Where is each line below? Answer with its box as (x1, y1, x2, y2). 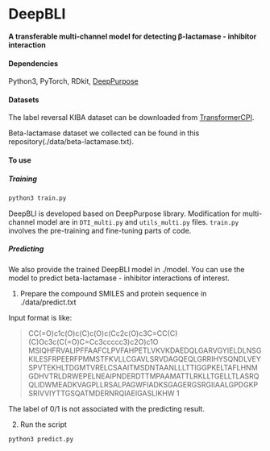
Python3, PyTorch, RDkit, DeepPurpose (8, 77, 139, 86)
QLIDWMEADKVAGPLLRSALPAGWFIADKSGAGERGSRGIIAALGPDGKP (27, 379, 259, 389)
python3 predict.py (8, 435, 74, 443)
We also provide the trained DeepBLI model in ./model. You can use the (8, 264, 245, 274)
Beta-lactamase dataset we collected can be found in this (8, 128, 200, 138)
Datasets (8, 94, 39, 105)
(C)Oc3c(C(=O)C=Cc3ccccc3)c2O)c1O (27, 337, 159, 346)
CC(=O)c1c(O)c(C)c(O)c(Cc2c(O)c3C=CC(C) (27, 328, 178, 338)
